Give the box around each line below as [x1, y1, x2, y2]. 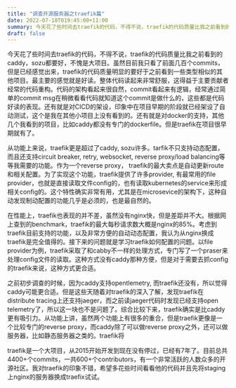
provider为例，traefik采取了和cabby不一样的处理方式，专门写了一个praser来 [7, 246, 228, 255]
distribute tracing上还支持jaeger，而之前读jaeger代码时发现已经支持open [7, 296, 219, 305]
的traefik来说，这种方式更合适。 [7, 264, 100, 272]
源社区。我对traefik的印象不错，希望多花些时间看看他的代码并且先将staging [7, 364, 226, 373]
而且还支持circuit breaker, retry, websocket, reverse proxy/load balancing [7, 152, 220, 161]
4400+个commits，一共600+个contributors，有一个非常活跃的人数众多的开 [7, 355, 226, 363]
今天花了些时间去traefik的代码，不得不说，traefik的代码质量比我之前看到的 [7, 50, 223, 58]
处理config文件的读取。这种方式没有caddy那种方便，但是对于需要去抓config [7, 255, 228, 264]
